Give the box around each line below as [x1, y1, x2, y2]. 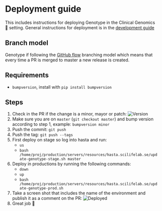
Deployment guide [5, 3, 81, 15]
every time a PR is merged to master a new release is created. [5, 57, 130, 63]
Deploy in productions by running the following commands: [12, 161, 131, 167]
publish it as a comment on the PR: [12, 195, 82, 201]
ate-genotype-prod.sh [19, 186, 63, 191]
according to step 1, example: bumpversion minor [12, 121, 110, 127]
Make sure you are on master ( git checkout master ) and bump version [12, 116, 154, 122]
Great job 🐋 [12, 201, 35, 207]
